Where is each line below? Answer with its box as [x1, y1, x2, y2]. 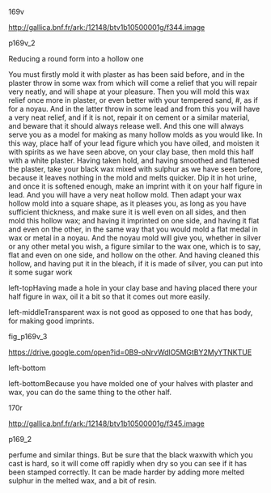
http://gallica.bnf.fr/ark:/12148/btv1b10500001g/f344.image [8, 23, 205, 32]
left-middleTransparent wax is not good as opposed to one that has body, [8, 308, 253, 317]
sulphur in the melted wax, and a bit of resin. [8, 476, 157, 485]
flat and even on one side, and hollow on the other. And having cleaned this [8, 250, 260, 260]
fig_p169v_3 [8, 332, 48, 341]
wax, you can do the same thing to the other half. [8, 388, 172, 397]
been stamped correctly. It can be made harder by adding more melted [8, 467, 245, 477]
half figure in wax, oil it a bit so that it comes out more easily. [8, 291, 210, 301]
